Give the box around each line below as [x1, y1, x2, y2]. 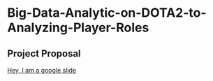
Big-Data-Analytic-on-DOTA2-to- [7, 5, 207, 21]
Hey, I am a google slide [7, 66, 77, 74]
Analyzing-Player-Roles [7, 20, 149, 36]
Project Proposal [7, 47, 82, 59]
